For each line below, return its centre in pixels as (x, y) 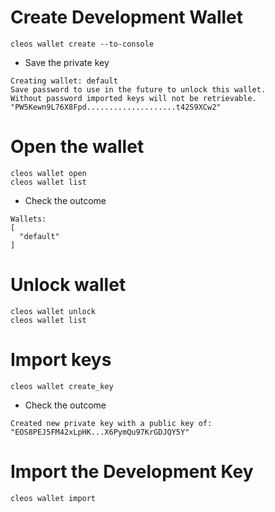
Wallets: (28, 219)
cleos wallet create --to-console (82, 44)
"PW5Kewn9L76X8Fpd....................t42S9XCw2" (116, 107)
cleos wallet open (48, 173)
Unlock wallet (68, 285)
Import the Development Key (132, 471)
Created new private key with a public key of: (111, 423)
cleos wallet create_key (62, 386)
